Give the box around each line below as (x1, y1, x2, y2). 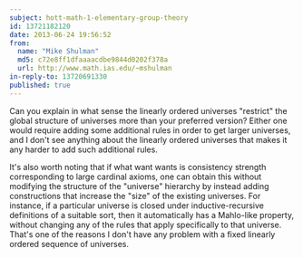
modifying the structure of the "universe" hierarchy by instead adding (9, 180, 269, 191)
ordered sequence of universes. (9, 238, 130, 249)
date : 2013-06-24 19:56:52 (9, 30, 112, 39)
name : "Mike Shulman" (17, 47, 100, 56)
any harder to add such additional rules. (9, 144, 159, 155)
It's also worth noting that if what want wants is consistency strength (9, 161, 267, 172)
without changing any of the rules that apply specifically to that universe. (9, 219, 282, 230)
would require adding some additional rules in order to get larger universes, (9, 124, 291, 136)
